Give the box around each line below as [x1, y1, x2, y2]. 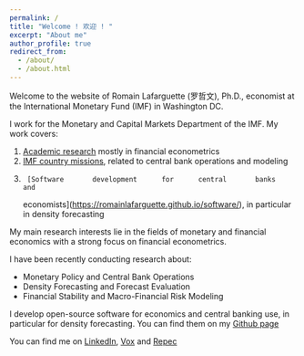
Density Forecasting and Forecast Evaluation [22, 280, 191, 292]
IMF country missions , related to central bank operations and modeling [22, 155, 289, 166]
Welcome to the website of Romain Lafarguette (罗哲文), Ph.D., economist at [9, 90, 295, 101]
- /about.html [17, 65, 71, 74]
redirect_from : [9, 47, 67, 57]
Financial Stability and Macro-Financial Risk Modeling [22, 290, 224, 301]
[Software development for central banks [26, 174, 276, 183]
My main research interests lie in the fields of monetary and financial [9, 225, 267, 237]
